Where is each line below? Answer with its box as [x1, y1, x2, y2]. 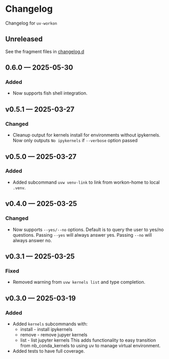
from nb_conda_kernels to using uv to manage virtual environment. [20, 342, 161, 348]
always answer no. [12, 237, 52, 243]
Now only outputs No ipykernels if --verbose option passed [12, 138, 138, 144]
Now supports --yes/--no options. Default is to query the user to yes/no [12, 226, 164, 233]
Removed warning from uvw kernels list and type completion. [12, 279, 146, 285]
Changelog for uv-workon [5, 20, 58, 26]
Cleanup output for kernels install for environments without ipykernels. [12, 132, 160, 138]
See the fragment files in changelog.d [5, 48, 84, 54]
